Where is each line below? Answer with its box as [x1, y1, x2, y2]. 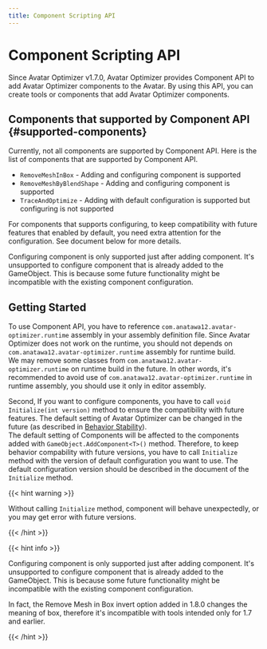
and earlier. [8, 616, 45, 627]
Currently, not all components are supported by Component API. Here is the [8, 146, 257, 156]
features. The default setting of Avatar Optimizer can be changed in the [8, 414, 243, 423]
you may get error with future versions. [8, 512, 137, 522]
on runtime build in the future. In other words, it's [70, 364, 232, 374]
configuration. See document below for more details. [8, 236, 182, 246]
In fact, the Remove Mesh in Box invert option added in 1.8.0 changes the [8, 600, 248, 609]
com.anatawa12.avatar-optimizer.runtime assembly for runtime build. [8, 347, 236, 357]
